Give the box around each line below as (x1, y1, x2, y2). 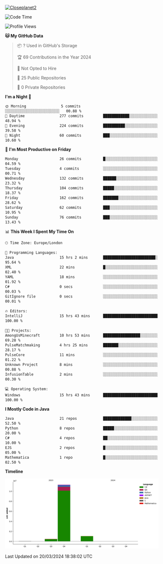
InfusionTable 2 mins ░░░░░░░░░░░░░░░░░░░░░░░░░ (5, 372, 158, 377)
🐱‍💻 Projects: (5, 328, 32, 333)
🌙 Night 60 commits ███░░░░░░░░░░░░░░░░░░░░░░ (5, 133, 158, 138)
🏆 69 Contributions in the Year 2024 (17, 54, 91, 60)
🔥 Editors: (5, 309, 28, 314)
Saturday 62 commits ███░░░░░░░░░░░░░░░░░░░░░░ (5, 205, 158, 210)
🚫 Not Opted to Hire (17, 66, 57, 71)
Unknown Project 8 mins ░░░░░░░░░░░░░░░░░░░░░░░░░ (5, 362, 158, 367)
